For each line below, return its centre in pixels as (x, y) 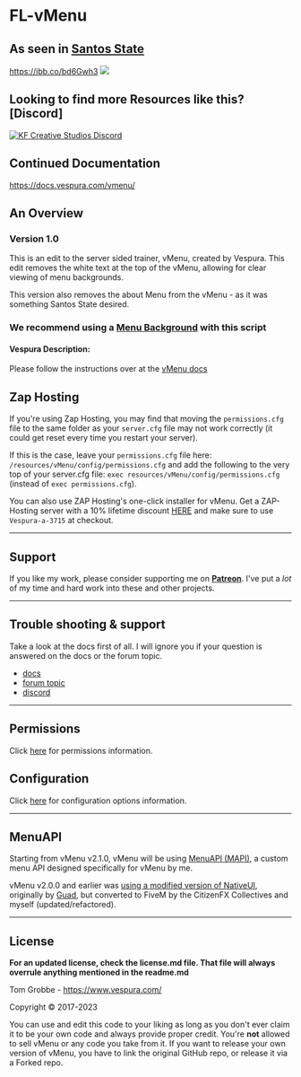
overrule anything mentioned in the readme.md (99, 972)
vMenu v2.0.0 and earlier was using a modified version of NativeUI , (133, 886)
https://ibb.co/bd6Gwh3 (54, 71)
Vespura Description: (50, 349)
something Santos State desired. (69, 304)
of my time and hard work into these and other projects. (112, 588)
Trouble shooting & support (87, 625)
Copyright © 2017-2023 (54, 1007)
